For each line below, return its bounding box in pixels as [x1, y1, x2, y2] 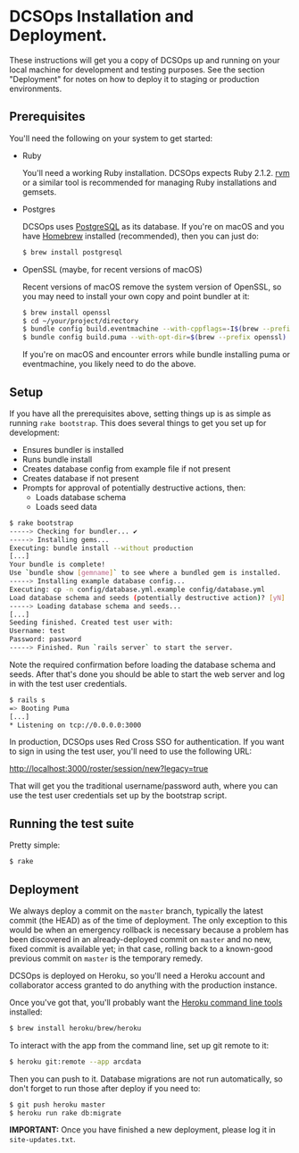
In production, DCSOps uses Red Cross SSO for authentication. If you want [9, 737, 285, 748]
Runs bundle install [21, 454, 93, 464]
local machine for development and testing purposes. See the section [9, 64, 265, 75]
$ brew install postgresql [21, 247, 123, 256]
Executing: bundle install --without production [9, 543, 194, 553]
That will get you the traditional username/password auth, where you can [9, 781, 278, 791]
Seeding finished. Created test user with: [9, 618, 174, 627]
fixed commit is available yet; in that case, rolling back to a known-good [9, 943, 274, 954]
